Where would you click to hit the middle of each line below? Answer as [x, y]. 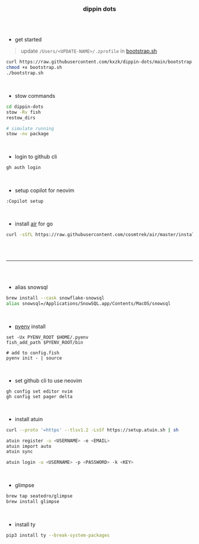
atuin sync [20, 452]
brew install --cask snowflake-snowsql [55, 298]
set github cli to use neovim [48, 380]
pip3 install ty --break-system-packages [58, 535]
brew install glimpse [33, 502]
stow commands [35, 96]
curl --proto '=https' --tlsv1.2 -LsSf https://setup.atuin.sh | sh [92, 430]
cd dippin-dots [25, 106]
